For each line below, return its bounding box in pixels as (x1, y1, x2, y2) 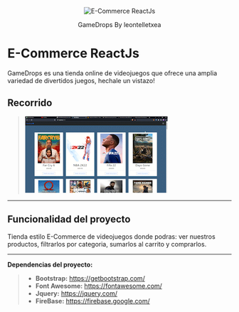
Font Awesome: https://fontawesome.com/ (35, 281, 162, 290)
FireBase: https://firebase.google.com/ (35, 296, 151, 305)
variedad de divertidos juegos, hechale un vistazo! (7, 76, 155, 85)
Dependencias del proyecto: (7, 260, 93, 269)
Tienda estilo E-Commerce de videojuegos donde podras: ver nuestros (7, 232, 216, 241)
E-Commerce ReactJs (7, 45, 140, 62)
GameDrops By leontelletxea (78, 21, 161, 28)
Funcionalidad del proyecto (7, 213, 131, 225)
